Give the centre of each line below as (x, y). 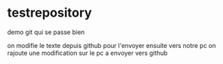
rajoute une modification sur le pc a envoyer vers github (87, 53)
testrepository (49, 13)
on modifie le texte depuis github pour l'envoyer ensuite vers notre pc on (111, 45)
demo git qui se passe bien (46, 32)
